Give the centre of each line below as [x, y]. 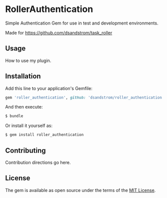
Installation [23, 76]
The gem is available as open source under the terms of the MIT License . [80, 190]
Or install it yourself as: [29, 125]
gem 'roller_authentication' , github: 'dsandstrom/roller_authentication [84, 97]
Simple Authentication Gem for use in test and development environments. [82, 23]
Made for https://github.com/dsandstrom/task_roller [59, 32]
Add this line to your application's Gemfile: [49, 88]
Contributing [25, 150]
